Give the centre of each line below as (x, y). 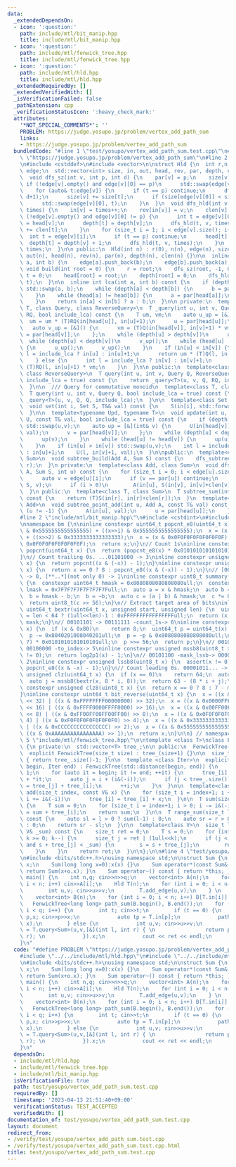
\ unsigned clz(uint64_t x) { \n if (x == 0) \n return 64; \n (116, 675)
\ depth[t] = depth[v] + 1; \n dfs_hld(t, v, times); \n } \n (122, 243)
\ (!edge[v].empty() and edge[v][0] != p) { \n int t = (110, 217)
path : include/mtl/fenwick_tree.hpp (74, 53)
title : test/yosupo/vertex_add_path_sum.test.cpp (81, 1153)
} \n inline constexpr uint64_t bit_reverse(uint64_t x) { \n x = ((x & (125, 694)
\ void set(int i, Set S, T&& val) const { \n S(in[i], (108, 406)
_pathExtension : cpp (44, 106)
